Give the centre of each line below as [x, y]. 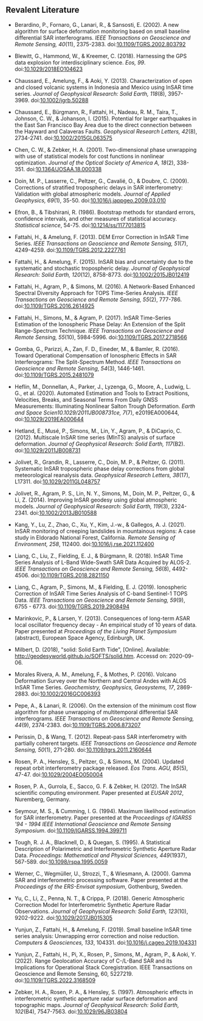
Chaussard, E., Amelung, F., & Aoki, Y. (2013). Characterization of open [103, 80]
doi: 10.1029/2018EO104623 [49, 69]
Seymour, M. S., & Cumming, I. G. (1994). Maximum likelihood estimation [105, 811]
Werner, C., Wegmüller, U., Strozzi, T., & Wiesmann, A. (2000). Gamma [103, 873]
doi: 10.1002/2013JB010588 [63, 513]
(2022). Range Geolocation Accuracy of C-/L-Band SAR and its [93, 961]
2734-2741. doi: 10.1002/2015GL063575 [64, 138]
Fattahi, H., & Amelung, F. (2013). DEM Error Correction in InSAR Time [101, 237]
